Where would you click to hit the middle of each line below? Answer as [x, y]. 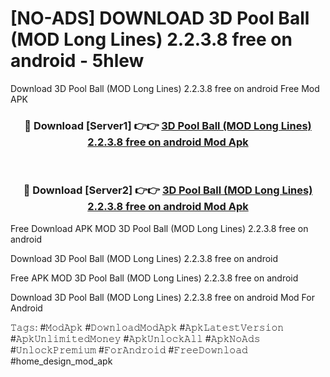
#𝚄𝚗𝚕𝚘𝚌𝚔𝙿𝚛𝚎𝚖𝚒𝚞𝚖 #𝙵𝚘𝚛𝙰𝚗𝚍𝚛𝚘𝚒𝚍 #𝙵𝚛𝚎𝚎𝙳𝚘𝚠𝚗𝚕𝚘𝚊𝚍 [129, 349]
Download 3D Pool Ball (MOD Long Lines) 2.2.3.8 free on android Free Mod [165, 88]
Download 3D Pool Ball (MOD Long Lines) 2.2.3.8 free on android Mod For [162, 297]
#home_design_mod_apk [61, 361]
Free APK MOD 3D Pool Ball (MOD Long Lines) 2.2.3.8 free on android [154, 278]
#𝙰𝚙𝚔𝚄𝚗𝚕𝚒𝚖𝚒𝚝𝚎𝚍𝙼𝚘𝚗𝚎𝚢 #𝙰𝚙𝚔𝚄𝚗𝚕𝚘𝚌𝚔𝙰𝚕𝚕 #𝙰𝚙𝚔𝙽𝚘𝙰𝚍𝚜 [135, 338]
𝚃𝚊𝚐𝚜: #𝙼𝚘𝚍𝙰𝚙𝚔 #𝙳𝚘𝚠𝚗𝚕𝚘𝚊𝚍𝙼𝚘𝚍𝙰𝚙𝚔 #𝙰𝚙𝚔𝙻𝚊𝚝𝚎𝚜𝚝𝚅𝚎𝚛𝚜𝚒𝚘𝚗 [147, 327]
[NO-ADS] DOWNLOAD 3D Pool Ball [160, 18]
